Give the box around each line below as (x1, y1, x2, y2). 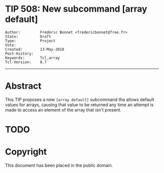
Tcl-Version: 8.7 (5, 59, 47, 64)
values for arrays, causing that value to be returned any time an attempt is (5, 101, 154, 108)
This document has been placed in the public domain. (5, 162, 113, 168)
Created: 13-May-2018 (5, 47, 64, 52)
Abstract (5, 80, 41, 92)
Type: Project (5, 38, 56, 43)
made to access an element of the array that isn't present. (5, 107, 122, 113)
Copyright (5, 146, 47, 157)
